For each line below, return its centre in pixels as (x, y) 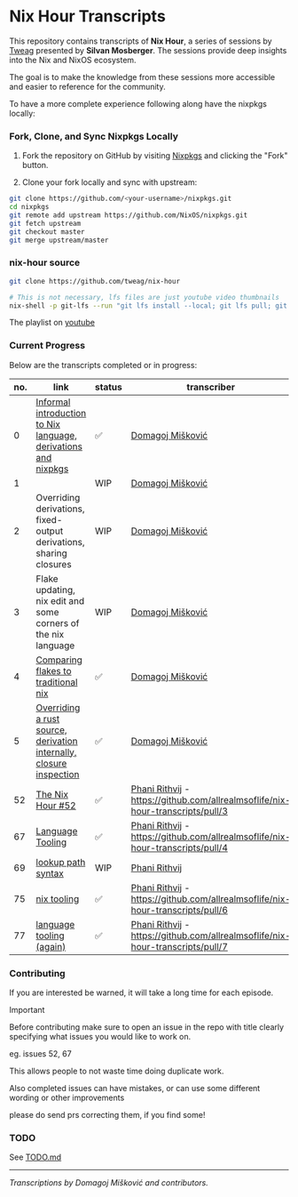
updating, (55, 590)
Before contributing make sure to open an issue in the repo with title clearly (147, 1027)
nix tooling (58, 898)
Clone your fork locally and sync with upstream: (110, 182)
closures (54, 564)
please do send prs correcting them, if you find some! (107, 1115)
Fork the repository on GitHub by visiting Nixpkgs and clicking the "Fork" (155, 156)
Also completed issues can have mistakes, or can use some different (135, 1088)
